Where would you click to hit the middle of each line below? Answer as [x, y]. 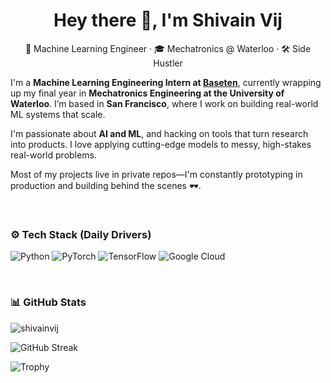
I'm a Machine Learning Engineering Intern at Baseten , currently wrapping [166, 82]
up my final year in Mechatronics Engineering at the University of [147, 93]
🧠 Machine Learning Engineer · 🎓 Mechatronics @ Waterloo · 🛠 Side [168, 48]
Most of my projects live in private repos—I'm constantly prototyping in [156, 174]
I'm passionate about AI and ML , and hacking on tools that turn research [159, 133]
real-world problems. [53, 155]
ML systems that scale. [58, 114]
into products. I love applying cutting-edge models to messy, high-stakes [161, 144]
